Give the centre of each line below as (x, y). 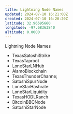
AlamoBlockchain (29, 71)
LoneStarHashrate (30, 86)
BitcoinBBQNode (29, 102)
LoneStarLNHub (28, 66)
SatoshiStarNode (29, 107)
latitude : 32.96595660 (28, 23)
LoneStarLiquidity (29, 92)
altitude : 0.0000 (22, 32)
